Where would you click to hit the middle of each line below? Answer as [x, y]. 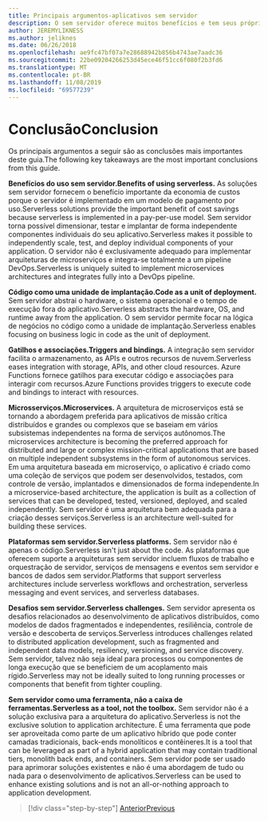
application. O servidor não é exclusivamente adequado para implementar [130, 251]
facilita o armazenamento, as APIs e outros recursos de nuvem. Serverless [130, 359]
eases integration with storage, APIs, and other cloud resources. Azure [124, 367]
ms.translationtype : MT [48, 68]
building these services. [47, 526]
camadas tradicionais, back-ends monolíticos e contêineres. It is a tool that [130, 742]
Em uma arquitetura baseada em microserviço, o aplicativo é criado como [130, 467]
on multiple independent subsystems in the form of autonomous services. [130, 458]
